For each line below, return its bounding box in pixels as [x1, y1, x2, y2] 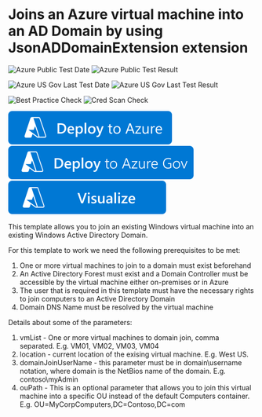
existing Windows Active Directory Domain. [8, 230, 148, 240]
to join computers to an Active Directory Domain [19, 294, 175, 303]
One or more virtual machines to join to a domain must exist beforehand [19, 261, 252, 270]
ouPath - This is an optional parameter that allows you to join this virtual [19, 382, 252, 392]
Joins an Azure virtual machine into [8, 5, 245, 24]
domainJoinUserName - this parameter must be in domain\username [19, 357, 242, 367]
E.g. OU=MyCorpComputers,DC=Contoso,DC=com [19, 399, 186, 409]
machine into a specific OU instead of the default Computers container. [19, 391, 250, 401]
